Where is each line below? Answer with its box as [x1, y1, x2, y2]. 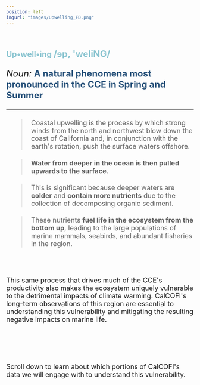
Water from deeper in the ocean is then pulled [30, 159, 180, 167]
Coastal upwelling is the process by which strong [30, 118, 186, 127]
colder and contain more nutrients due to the [30, 191, 176, 200]
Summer [6, 89, 43, 101]
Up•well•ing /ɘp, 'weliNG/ [6, 48, 111, 60]
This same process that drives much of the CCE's [6, 276, 162, 284]
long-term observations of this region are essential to [6, 299, 174, 308]
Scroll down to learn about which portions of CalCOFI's [6, 362, 180, 371]
